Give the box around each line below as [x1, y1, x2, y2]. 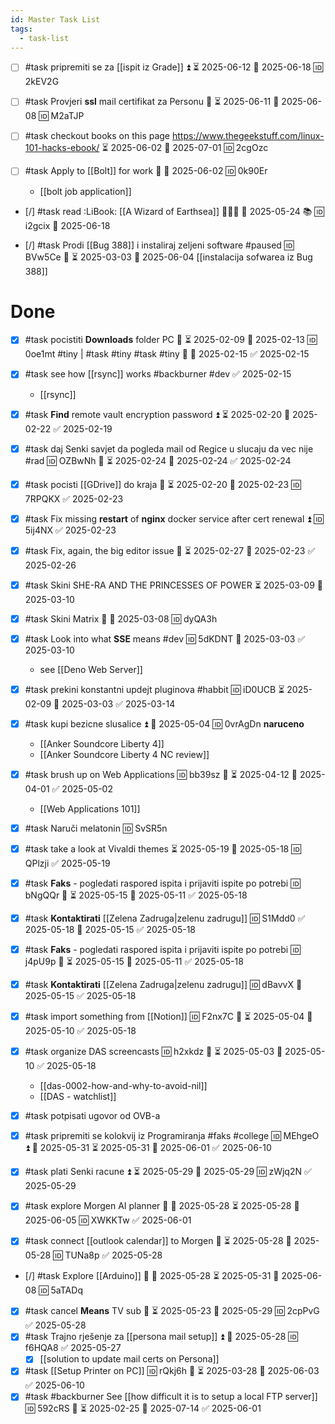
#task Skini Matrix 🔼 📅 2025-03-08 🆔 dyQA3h [24, 612, 218, 625]
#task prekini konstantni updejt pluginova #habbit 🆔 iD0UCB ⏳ [24, 683, 285, 695]
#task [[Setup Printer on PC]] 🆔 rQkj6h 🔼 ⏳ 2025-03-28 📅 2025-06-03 [24, 1365, 320, 1377]
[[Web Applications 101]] [39, 802, 141, 815]
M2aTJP [50, 110, 85, 122]
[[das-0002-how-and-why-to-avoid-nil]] [39, 1080, 208, 1092]
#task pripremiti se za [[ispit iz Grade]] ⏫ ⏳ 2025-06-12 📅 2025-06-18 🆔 [24, 61, 323, 73]
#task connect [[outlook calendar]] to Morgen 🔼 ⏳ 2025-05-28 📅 [24, 1235, 292, 1247]
